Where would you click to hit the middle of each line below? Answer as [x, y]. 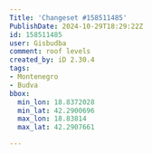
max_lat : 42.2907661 [56, 128]
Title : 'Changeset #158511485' [68, 18]
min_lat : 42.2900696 [56, 111]
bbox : [19, 93]
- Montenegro [34, 77]
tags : [19, 69]
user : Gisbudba [38, 43]
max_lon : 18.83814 [52, 119]
